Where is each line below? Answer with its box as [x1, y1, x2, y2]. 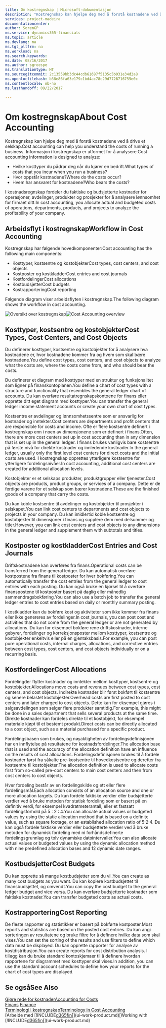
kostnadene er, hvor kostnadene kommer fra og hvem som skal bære [5, 352, 146, 358]
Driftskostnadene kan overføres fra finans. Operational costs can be [5, 562, 142, 568]
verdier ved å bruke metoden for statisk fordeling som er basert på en [5, 798, 147, 804]
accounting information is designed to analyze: [5, 154, 101, 160]
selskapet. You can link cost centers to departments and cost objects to [5, 506, 150, 512]
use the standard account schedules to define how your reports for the [5, 964, 150, 969]
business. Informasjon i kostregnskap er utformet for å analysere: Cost [5, 149, 147, 155]
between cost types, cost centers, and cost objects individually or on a [5, 646, 149, 652]
